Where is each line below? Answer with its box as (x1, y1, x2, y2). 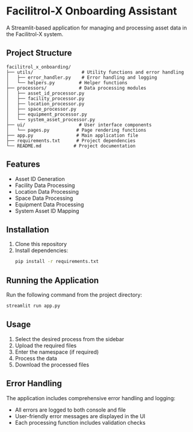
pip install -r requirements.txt (14, 259, 99, 265)
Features (6, 159, 40, 170)
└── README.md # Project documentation (6, 143, 136, 149)
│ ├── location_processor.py (6, 100, 85, 106)
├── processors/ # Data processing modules (6, 85, 147, 91)
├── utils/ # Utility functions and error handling (6, 69, 185, 75)
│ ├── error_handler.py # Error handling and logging (6, 74, 158, 81)
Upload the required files (14, 342, 77, 349)
